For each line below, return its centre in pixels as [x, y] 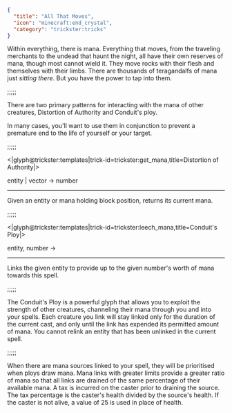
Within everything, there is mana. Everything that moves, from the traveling [114, 49]
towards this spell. [33, 275]
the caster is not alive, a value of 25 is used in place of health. [95, 403]
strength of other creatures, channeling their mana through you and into [109, 310]
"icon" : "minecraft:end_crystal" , [63, 23]
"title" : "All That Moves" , [54, 16]
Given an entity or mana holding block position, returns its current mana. [110, 201]
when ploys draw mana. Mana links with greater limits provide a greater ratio [116, 373]
